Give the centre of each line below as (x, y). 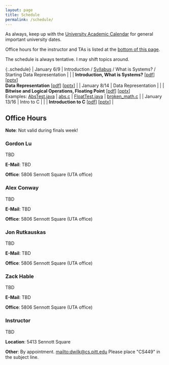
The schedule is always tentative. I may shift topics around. (67, 59)
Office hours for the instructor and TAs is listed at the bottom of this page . (83, 50)
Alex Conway (22, 188)
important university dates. (34, 39)
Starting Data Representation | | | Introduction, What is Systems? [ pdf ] (80, 75)
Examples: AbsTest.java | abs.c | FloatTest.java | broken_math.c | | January (83, 96)
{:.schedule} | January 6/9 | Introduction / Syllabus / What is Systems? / (81, 69)
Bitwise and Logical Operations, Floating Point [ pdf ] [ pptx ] (68, 91)
